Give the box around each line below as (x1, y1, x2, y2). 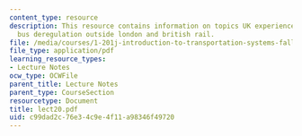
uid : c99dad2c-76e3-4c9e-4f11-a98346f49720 (9, 113, 175, 122)
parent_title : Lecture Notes (9, 80, 119, 89)
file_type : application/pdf (9, 47, 115, 55)
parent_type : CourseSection (9, 88, 115, 97)
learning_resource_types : (9, 55, 106, 64)
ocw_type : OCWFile (9, 72, 78, 81)
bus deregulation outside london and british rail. (17, 30, 216, 38)
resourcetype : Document (9, 96, 99, 106)
